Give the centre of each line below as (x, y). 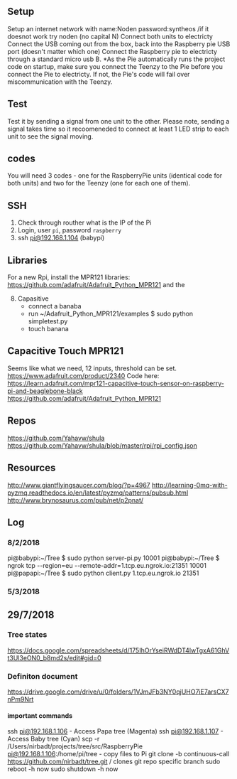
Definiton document (43, 676)
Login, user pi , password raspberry (70, 230)
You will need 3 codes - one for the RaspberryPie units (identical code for (115, 176)
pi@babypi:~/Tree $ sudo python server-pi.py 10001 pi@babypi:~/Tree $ (114, 558)
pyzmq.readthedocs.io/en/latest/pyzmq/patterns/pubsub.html (98, 493)
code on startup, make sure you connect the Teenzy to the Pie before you (115, 66)
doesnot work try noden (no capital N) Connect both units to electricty (110, 36)
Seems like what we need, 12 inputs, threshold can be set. (92, 368)
